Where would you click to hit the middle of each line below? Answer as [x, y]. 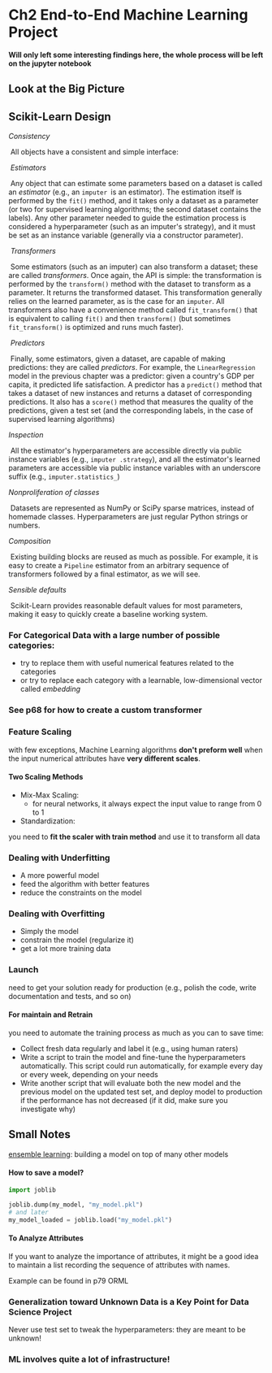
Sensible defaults [37, 590]
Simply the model [50, 932]
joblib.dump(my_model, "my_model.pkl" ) [76, 1205]
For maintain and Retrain [51, 1015]
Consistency [29, 137]
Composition [30, 541]
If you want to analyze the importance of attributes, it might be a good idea [134, 1256]
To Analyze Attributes [46, 1238]
